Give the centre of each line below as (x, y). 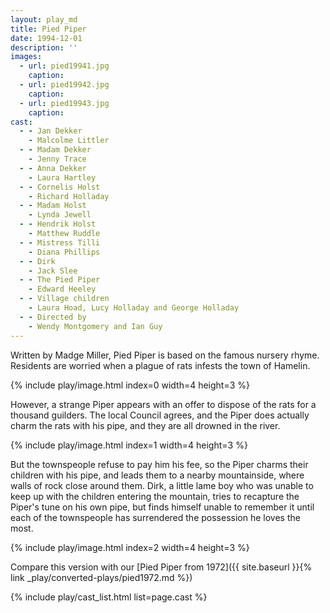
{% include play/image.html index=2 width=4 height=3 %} (130, 547)
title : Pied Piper (48, 29)
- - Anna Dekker (53, 168)
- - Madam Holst (53, 206)
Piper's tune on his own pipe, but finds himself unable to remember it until (162, 507)
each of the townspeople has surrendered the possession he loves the (155, 517)
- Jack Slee (53, 271)
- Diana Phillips (64, 252)
